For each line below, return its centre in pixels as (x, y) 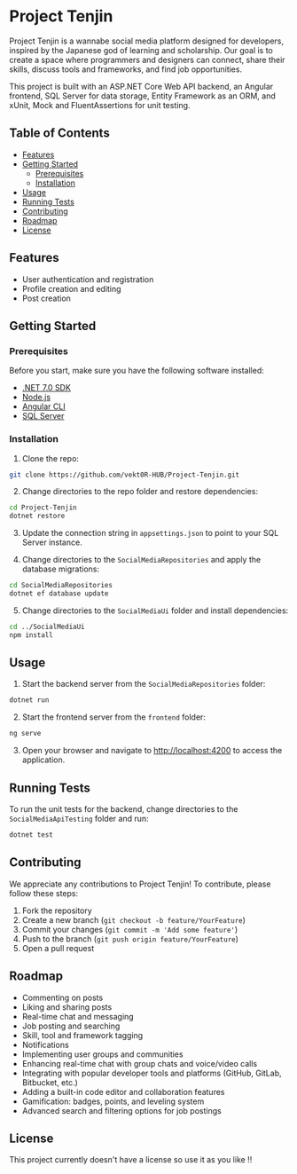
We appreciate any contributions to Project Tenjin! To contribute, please (140, 884)
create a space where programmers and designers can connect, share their (147, 59)
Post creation (46, 298)
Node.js (36, 398)
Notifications (45, 1044)
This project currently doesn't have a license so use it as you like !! (131, 1160)
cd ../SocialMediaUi (47, 626)
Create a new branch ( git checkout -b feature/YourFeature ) (134, 919)
